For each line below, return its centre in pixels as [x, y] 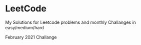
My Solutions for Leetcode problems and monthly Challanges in [71, 22]
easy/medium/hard [24, 27]
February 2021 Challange [31, 37]
